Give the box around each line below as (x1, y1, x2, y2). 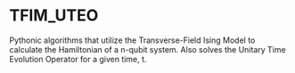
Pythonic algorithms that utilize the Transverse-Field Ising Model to (9, 35, 256, 45)
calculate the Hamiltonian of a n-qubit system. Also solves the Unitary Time (9, 44, 287, 54)
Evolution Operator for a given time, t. (9, 53, 147, 64)
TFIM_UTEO (9, 5, 99, 26)
